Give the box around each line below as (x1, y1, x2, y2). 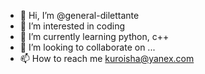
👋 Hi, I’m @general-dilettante (19, 10, 140, 21)
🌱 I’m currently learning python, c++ (19, 31, 170, 42)
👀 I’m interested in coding (19, 20, 126, 32)
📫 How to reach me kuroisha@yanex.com (19, 53, 195, 64)
